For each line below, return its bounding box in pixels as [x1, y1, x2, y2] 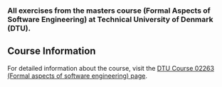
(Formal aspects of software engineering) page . [7, 71, 148, 80]
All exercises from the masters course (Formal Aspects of [7, 6, 211, 16]
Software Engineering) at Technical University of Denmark [7, 14, 213, 24]
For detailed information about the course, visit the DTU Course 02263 [7, 64, 215, 72]
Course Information [7, 45, 96, 57]
